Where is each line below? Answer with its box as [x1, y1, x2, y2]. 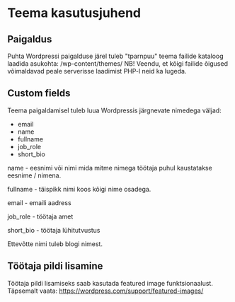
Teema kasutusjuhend [7, 5, 142, 21]
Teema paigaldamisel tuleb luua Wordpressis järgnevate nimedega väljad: [7, 106, 222, 115]
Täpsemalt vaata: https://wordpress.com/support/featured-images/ [7, 286, 204, 295]
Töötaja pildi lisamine [7, 260, 103, 272]
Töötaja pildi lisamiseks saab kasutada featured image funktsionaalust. [7, 279, 214, 287]
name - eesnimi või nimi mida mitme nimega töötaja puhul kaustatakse [7, 163, 212, 172]
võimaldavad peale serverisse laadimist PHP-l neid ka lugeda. [7, 67, 187, 75]
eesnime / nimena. [7, 171, 62, 180]
